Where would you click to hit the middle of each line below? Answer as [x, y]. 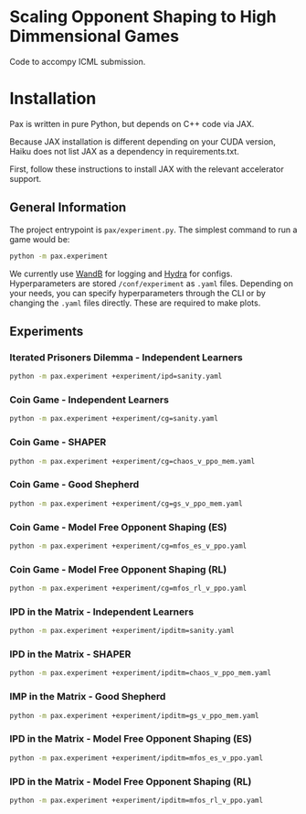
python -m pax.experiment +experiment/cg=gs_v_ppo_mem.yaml [127, 503]
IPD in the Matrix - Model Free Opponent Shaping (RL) [131, 781]
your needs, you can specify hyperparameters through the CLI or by [138, 293]
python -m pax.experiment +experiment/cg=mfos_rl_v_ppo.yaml [128, 589]
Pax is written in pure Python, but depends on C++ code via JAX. [132, 123]
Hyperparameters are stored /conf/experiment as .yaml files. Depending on [152, 283]
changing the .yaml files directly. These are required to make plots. [135, 303]
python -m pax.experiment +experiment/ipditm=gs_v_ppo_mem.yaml [134, 715]
